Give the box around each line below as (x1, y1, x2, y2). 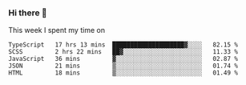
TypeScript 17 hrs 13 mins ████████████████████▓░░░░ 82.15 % (8, 41, 239, 49)
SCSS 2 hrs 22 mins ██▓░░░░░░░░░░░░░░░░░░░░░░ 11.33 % (8, 48, 239, 56)
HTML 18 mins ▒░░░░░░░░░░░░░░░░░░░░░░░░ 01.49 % (8, 69, 239, 77)
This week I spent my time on (8, 26, 106, 35)
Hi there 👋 (8, 7, 48, 18)
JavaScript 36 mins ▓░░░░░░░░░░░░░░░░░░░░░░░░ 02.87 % (8, 55, 239, 63)
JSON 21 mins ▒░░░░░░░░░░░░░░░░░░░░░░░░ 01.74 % (8, 62, 239, 71)
